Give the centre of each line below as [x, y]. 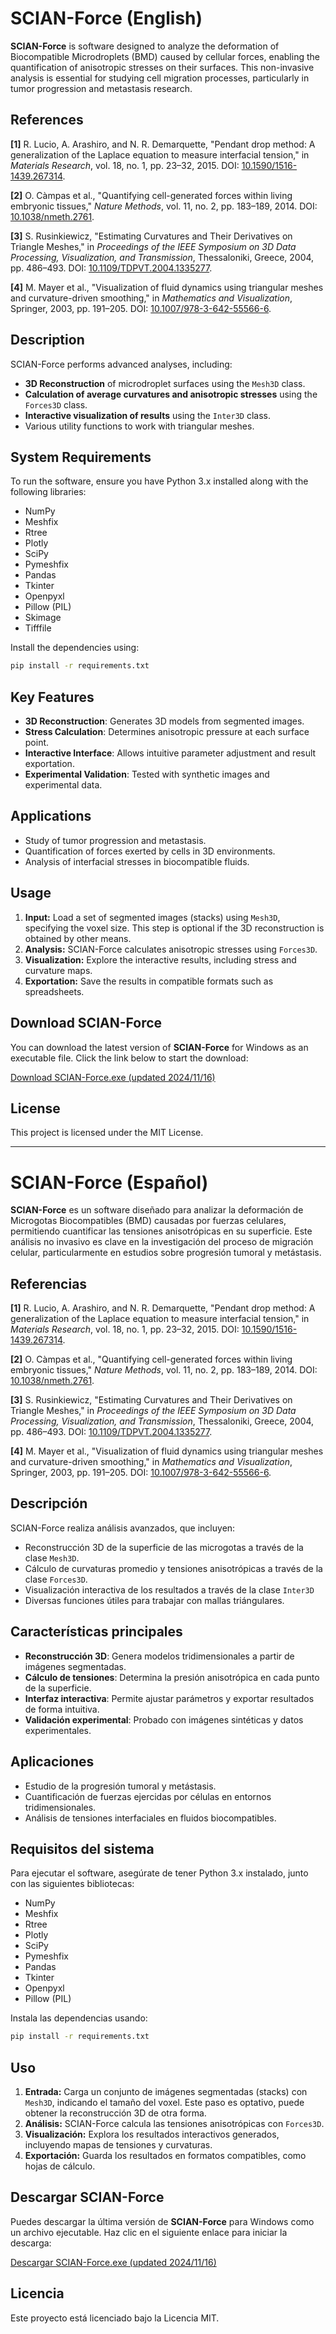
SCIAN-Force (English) [106, 18]
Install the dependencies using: [75, 648]
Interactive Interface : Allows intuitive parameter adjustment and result [170, 753]
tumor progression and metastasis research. [101, 88]
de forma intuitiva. [62, 1709]
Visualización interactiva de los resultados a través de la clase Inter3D [169, 1589]
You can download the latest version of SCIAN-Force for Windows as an [159, 1047]
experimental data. [63, 785]
